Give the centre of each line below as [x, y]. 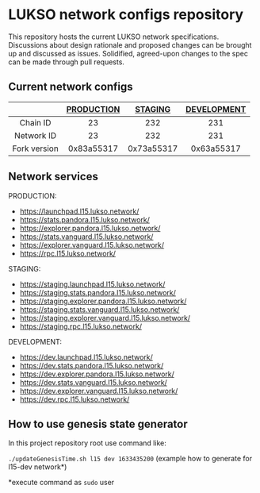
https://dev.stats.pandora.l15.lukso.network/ [92, 365]
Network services [54, 177]
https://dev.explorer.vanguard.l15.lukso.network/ [99, 391]
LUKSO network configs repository [126, 15]
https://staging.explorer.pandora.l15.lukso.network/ [103, 301]
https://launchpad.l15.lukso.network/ [79, 211]
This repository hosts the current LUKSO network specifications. [114, 37]
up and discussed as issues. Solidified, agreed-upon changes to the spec [128, 53]
